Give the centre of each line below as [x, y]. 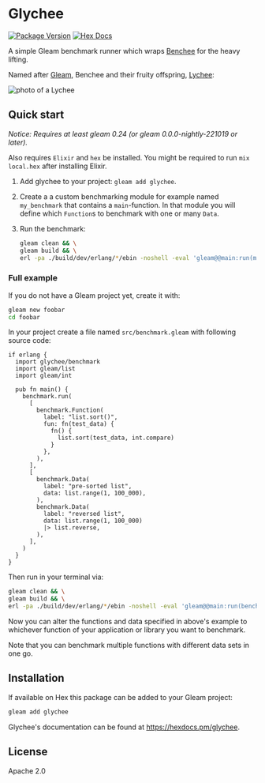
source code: [30, 341]
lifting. [19, 59]
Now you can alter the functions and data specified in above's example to [128, 622]
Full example [33, 278]
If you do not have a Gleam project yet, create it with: [94, 295]
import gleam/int [44, 376]
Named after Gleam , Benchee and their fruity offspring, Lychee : [111, 74]
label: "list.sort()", [80, 417]
